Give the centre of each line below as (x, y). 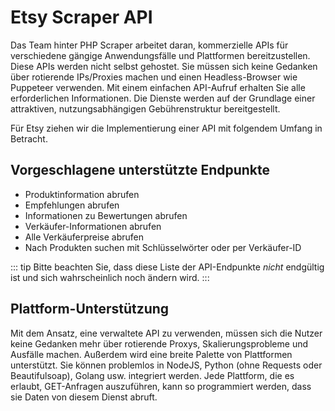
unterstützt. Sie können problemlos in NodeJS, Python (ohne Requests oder (166, 365)
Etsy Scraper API (81, 17)
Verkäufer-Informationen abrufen (93, 226)
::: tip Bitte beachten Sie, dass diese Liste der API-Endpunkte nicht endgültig (167, 267)
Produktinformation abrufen (82, 194)
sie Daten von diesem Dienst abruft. (84, 397)
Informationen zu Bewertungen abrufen (106, 215)
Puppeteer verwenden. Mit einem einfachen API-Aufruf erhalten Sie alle (158, 87)
